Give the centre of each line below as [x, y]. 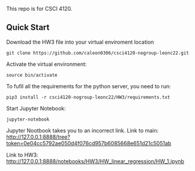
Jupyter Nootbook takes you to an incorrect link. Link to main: [82, 130]
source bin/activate [32, 75]
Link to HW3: [22, 155]
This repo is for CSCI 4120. [39, 9]
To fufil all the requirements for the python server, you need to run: [88, 86]
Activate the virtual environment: [46, 64]
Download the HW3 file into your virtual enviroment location [80, 42]
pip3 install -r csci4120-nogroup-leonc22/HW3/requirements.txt [88, 97]
